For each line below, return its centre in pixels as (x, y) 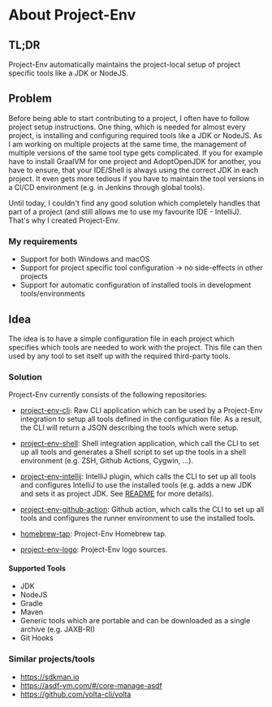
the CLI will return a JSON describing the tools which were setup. (130, 427)
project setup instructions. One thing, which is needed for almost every (127, 127)
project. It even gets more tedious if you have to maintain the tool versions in (136, 178)
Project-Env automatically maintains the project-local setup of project (125, 64)
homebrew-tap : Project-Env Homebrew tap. (93, 534)
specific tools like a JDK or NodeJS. (68, 73)
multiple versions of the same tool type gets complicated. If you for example (136, 153)
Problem (30, 99)
